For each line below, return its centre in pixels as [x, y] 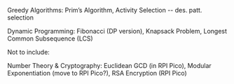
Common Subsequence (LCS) [50, 38]
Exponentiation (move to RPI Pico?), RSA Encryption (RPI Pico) [97, 73]
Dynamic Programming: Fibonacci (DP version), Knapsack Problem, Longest [117, 31]
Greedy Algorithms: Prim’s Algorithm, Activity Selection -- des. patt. [105, 10]
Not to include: [29, 52]
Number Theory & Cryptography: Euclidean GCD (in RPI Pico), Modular [109, 65]
